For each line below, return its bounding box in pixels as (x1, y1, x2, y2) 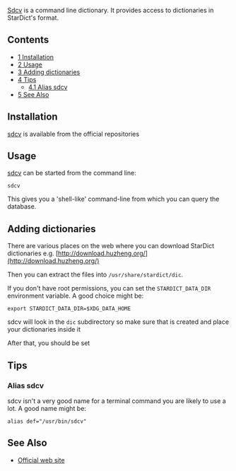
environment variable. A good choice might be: (7, 291, 144, 300)
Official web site (17, 455, 65, 464)
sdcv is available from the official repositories (7, 129, 140, 138)
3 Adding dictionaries (17, 67, 81, 76)
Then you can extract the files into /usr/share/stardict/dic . (7, 270, 184, 279)
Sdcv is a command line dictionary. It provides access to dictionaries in (7, 6, 214, 14)
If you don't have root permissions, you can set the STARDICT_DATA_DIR (7, 284, 211, 293)
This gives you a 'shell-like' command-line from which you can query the (7, 194, 220, 204)
